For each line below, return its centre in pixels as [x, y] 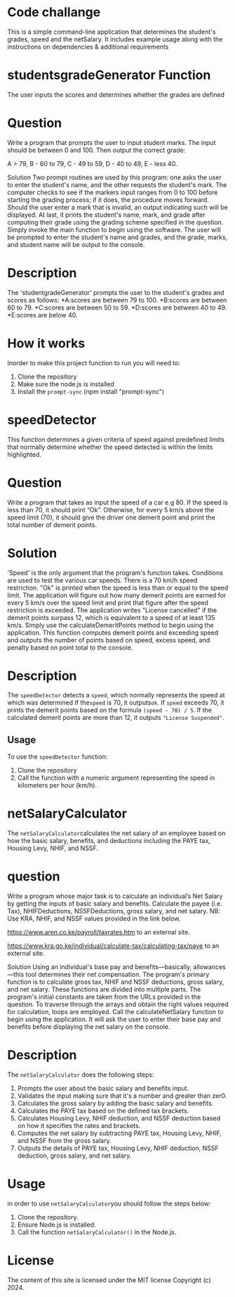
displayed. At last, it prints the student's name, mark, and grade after [106, 215]
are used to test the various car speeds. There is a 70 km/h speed [102, 580]
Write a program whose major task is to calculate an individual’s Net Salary [115, 896]
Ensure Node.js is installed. [56, 1225]
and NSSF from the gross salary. [64, 1141]
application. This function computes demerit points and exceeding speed [113, 632]
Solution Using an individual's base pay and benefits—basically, [100, 967]
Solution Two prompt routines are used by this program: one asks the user [115, 177]
